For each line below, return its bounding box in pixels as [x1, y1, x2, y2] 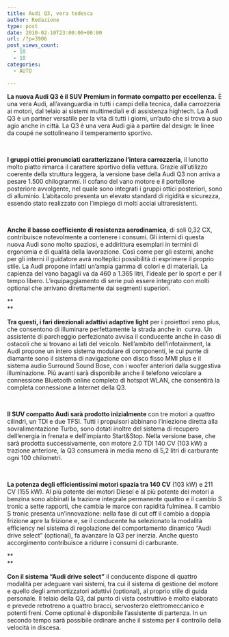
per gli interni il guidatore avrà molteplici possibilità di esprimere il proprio [7, 254, 214, 263]
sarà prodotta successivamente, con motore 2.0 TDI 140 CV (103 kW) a [7, 439, 208, 447]
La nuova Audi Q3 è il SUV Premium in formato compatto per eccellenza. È [7, 92, 222, 100]
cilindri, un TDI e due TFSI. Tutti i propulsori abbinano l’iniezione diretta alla [7, 417, 218, 425]
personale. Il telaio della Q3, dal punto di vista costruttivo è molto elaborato [7, 594, 218, 602]
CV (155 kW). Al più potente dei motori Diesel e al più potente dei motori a [7, 488, 215, 496]
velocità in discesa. [7, 623, 62, 632]
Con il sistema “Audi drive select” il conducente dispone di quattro [7, 572, 198, 580]
